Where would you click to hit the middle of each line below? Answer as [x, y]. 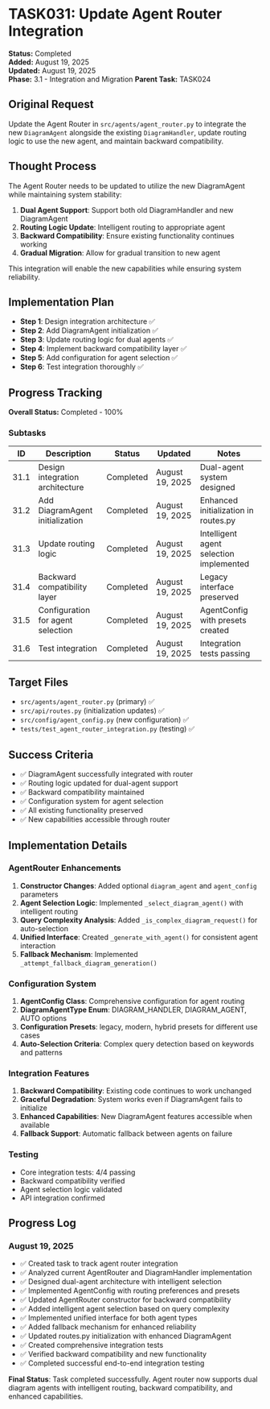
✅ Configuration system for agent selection [92, 802]
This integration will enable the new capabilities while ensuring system [125, 268]
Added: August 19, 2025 [49, 62]
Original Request [51, 104]
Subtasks [27, 433]
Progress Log [42, 1223]
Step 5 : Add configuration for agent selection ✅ [99, 358]
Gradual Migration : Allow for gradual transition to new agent [120, 253]
